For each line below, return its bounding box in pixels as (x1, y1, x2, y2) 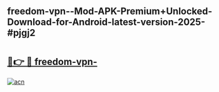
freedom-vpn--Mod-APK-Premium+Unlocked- (7, 6, 213, 17)
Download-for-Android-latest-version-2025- (7, 17, 206, 28)
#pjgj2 (7, 27, 36, 39)
